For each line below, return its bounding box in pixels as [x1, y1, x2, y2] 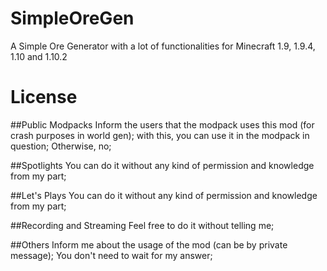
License [10, 86, 78, 109]
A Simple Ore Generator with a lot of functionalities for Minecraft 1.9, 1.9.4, [10, 40, 316, 52]
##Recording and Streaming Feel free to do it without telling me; [10, 219, 275, 231]
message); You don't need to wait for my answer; [10, 249, 213, 261]
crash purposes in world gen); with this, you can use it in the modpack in [10, 129, 310, 141]
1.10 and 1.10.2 [10, 50, 68, 62]
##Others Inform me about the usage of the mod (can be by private [10, 238, 288, 251]
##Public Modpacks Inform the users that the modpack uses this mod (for [10, 118, 315, 131]
